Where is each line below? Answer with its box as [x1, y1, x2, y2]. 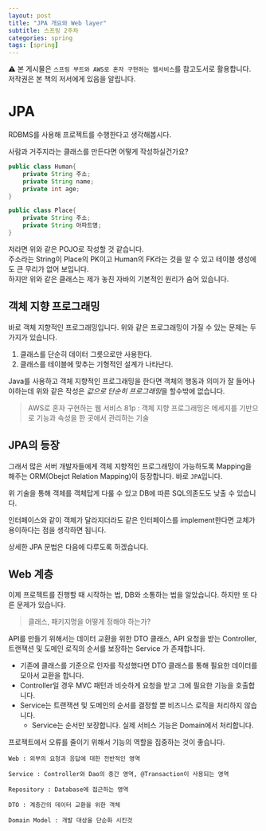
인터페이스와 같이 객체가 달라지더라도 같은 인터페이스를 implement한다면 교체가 [8, 515, 256, 524]
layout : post [8, 11, 52, 20]
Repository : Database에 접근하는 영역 [8, 786, 129, 794]
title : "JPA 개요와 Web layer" [8, 19, 108, 27]
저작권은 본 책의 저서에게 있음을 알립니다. [8, 74, 136, 84]
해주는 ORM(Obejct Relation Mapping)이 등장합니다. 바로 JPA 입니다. [8, 471, 223, 480]
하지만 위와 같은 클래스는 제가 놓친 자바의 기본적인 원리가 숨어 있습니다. [8, 274, 229, 284]
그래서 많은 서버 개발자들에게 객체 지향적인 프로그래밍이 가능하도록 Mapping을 [8, 461, 252, 471]
